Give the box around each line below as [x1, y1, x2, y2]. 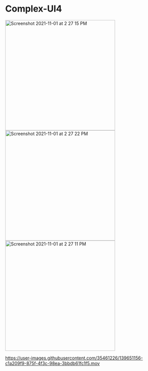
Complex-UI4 [5, 3, 62, 15]
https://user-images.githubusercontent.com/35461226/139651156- [5, 355, 143, 361]
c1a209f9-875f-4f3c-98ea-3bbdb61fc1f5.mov [5, 360, 100, 366]
